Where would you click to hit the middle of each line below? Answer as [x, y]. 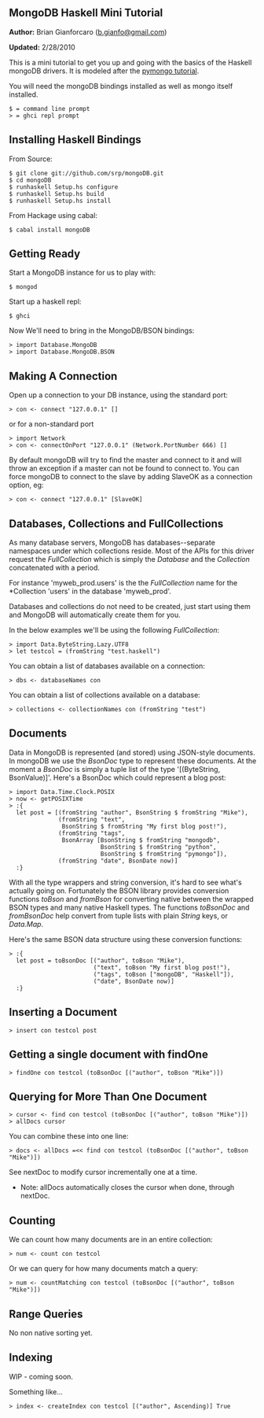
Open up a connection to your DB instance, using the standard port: [119, 395]
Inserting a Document [63, 1012]
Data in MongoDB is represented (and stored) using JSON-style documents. [132, 752]
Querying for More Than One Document [108, 1097]
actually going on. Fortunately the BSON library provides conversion [119, 890]
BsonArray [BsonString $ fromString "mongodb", [141, 840]
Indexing [31, 1358]
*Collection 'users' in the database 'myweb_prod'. [90, 591]
